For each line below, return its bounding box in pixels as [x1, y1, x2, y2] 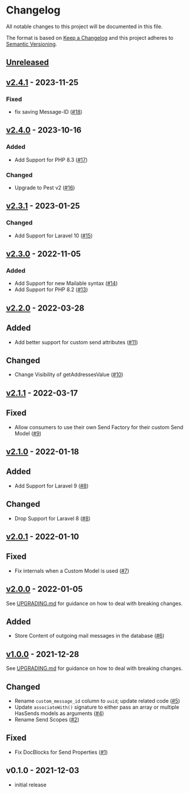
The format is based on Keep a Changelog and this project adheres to [6, 34, 174, 41]
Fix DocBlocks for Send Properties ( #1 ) [14, 748, 108, 755]
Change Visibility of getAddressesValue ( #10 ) [14, 371, 124, 378]
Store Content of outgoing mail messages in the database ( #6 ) [14, 632, 165, 639]
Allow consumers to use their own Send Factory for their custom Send [14, 423, 184, 431]
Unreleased [6, 57, 50, 67]
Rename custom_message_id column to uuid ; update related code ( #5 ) [14, 697, 180, 704]
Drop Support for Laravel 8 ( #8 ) [14, 515, 91, 522]
